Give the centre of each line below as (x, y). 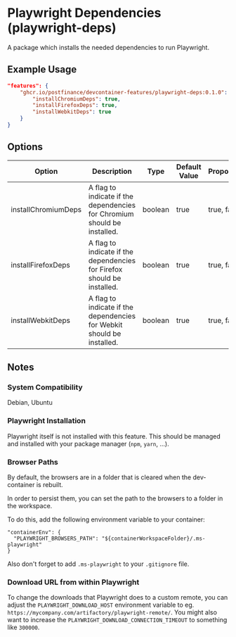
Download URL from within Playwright (73, 582)
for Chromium (111, 214)
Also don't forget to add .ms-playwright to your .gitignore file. (98, 564)
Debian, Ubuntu (30, 403)
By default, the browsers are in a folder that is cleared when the (99, 477)
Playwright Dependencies (84, 13)
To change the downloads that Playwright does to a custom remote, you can (118, 598)
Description (112, 171)
